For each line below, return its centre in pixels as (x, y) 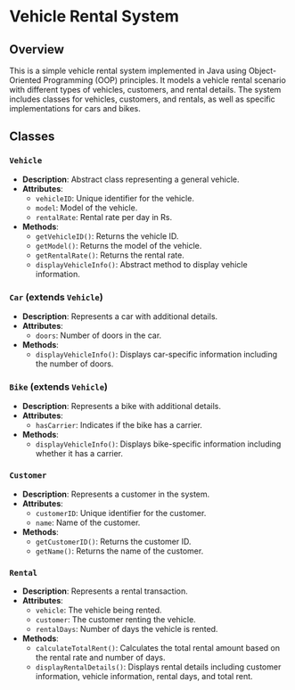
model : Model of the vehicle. (86, 208)
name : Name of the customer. (88, 522)
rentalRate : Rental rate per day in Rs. (103, 217)
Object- (262, 70)
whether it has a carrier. (79, 454)
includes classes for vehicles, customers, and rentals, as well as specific (143, 99)
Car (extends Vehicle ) (57, 297)
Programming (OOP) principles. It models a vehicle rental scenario (165, 80)
